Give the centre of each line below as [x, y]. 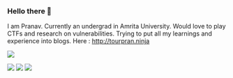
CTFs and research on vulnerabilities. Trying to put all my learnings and [110, 33]
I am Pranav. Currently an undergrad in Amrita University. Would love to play [116, 26]
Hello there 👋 [30, 11]
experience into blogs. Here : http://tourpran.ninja [78, 41]
